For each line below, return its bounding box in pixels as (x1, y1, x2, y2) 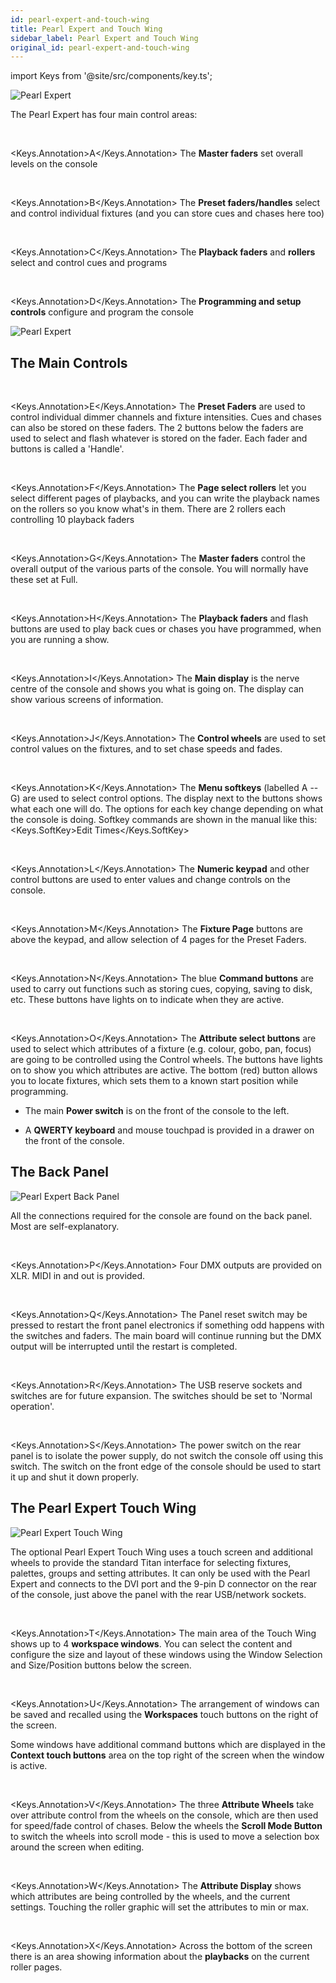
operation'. (10, 1400, 55, 1412)
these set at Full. (10, 574, 78, 586)
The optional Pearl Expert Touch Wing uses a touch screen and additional (10, 1546, 313, 1558)
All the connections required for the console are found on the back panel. (10, 1209, 313, 1221)
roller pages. (10, 1961, 63, 1973)
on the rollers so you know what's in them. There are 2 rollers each (10, 503, 287, 515)
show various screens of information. (10, 694, 164, 706)
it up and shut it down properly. (10, 1471, 140, 1483)
